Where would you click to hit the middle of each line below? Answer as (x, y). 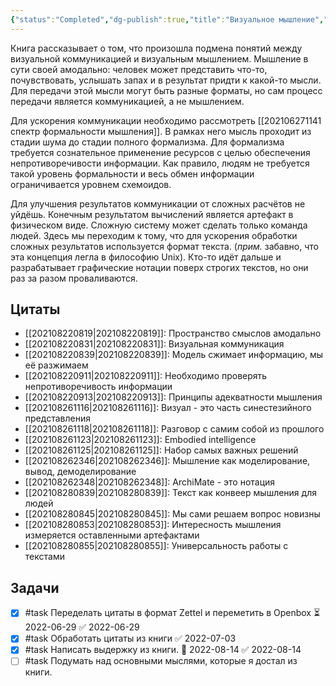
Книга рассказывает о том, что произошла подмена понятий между (156, 48)
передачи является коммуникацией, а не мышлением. (127, 101)
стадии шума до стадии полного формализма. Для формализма (147, 142)
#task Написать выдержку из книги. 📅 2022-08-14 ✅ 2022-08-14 (163, 650)
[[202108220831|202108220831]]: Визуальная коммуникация (154, 344)
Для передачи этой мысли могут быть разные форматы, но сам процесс (166, 90)
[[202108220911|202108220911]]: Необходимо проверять (146, 376)
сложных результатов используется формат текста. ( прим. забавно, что (164, 246)
